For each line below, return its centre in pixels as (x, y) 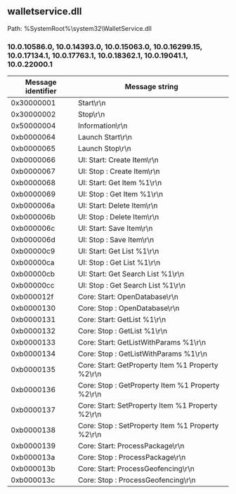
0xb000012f (32, 297)
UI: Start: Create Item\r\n (118, 160)
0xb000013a (33, 458)
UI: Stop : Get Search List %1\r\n (132, 286)
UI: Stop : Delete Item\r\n (118, 217)
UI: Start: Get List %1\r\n (118, 251)
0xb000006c (33, 229)
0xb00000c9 (33, 251)
